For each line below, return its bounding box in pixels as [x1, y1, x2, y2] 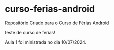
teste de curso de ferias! [5, 29, 56, 35]
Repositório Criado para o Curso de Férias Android [5, 20, 109, 26]
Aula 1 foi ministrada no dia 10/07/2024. [5, 39, 86, 45]
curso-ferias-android [5, 3, 95, 15]
